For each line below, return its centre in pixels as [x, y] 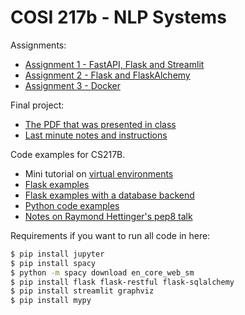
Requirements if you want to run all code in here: [110, 235]
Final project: [37, 105]
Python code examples [72, 205]
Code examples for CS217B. [68, 154]
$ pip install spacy [53, 263]
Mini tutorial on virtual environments [99, 173]
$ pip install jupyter [57, 254]
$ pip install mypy [51, 301]
